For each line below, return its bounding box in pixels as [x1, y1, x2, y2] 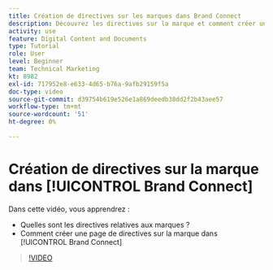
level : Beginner [8, 58, 63, 66]
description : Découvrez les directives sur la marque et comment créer [8, 20, 256, 28]
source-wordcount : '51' [8, 111, 89, 119]
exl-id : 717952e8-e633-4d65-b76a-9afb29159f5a [8, 80, 169, 88]
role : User [8, 50, 45, 58]
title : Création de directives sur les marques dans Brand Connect [8, 11, 242, 20]
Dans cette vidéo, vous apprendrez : [8, 204, 130, 214]
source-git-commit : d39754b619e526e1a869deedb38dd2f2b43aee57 [8, 95, 223, 103]
